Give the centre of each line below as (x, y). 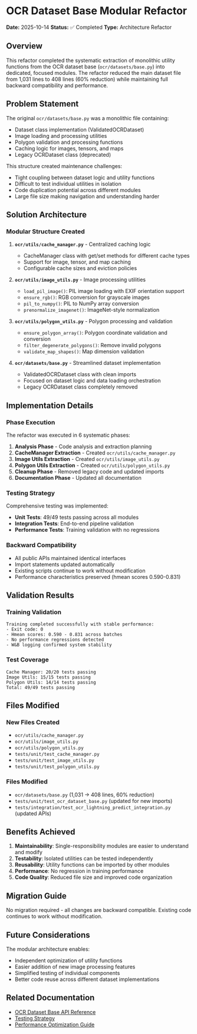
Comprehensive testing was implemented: (57, 506)
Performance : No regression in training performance (79, 871)
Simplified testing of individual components (67, 973)
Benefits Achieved (41, 832)
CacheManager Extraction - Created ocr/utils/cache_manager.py (95, 453)
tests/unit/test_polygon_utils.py (57, 767)
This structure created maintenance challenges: (64, 166)
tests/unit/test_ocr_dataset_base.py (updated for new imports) (93, 801)
